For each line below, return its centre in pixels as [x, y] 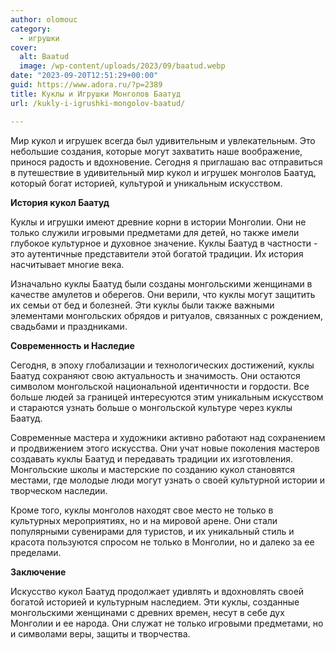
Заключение [38, 572]
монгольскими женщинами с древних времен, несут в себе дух [147, 612]
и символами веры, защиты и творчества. [100, 633]
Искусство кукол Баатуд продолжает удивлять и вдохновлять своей [157, 591]
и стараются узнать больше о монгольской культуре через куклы [151, 407]
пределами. [36, 552]
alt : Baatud [44, 57]
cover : [24, 47]
